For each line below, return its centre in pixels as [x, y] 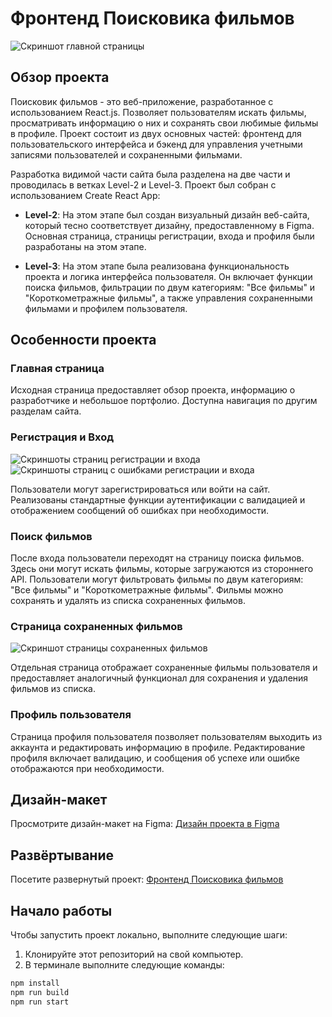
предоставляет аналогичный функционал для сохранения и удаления [159, 678]
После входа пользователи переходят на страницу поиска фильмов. [157, 558]
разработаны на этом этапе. [85, 246]
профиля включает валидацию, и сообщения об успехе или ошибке [155, 758]
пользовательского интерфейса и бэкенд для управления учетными [156, 144]
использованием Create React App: [85, 195]
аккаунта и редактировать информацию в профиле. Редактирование [158, 747]
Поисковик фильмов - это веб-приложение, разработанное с [142, 101]
